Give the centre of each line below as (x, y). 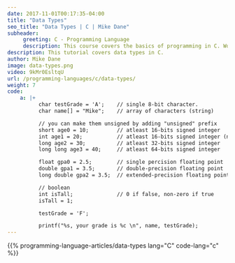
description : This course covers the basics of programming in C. (121, 46)
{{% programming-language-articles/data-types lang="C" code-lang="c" (113, 246)
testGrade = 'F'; (64, 213)
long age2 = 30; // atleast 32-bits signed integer (129, 143)
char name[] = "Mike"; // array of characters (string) (126, 111)
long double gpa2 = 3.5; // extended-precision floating (124, 175)
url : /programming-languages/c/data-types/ (72, 78)
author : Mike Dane (34, 59)
